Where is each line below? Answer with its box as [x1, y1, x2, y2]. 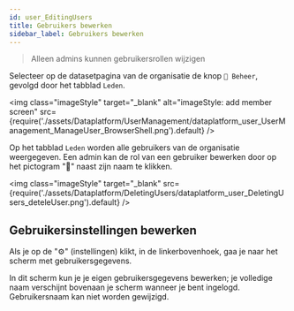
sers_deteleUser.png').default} [9, 197, 121, 208]
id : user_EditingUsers [9, 12, 93, 22]
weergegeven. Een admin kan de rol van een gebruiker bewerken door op [9, 152, 277, 163]
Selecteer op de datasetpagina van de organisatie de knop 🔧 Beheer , [9, 71, 259, 81]
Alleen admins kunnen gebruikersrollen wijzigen [30, 54, 206, 64]
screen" [9, 107, 38, 118]
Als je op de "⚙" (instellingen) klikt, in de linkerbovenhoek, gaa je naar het [9, 247, 278, 257]
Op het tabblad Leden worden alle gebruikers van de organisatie [9, 142, 240, 153]
